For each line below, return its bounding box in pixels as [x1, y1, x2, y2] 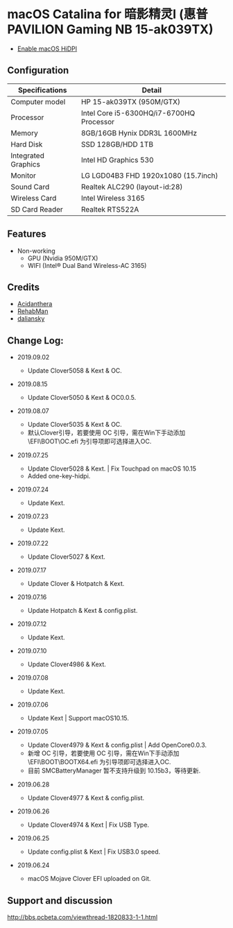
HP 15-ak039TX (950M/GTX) [80, 96, 180, 106]
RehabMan [17, 307, 49, 316]
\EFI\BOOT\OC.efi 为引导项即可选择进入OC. [27, 437, 152, 446]
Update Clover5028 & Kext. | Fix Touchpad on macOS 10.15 [27, 464, 196, 473]
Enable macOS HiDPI [17, 44, 78, 53]
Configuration [7, 65, 69, 76]
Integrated [10, 151, 45, 160]
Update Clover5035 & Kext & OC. [27, 421, 123, 429]
